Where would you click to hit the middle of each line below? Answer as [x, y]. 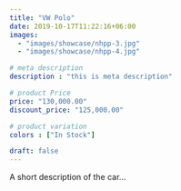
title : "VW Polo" [42, 18]
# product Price [40, 93]
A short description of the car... [68, 177]
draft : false [34, 151]
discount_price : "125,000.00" [67, 110]
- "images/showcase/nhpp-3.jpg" [79, 43]
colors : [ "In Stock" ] [52, 135]
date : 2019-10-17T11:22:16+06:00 [73, 26]
